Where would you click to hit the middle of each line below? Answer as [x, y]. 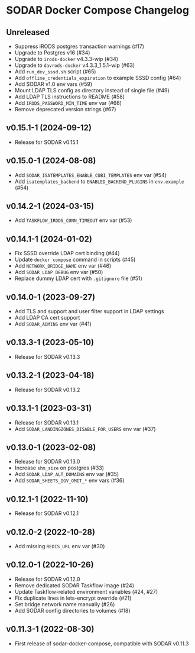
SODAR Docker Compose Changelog [97, 10]
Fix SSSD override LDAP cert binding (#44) [67, 253]
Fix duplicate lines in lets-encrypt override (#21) [73, 598]
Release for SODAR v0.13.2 [47, 390]
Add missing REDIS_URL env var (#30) [60, 546]
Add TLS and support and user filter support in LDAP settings [89, 311]
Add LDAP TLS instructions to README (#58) [70, 96]
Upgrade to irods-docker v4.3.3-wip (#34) [66, 59]
